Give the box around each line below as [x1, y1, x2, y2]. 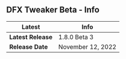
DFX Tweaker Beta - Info [6, 5, 99, 15]
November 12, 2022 [58, 42, 116, 51]
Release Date [9, 42, 48, 51]
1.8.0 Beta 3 [58, 33, 94, 41]
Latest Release [9, 33, 53, 41]
